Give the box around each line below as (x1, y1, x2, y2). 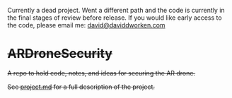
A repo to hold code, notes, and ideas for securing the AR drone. (7, 68, 196, 77)
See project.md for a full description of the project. (7, 82, 156, 91)
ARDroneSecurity (7, 46, 113, 62)
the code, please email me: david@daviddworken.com (7, 21, 166, 29)
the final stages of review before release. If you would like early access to (7, 13, 222, 22)
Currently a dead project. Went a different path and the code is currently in (7, 6, 225, 14)
